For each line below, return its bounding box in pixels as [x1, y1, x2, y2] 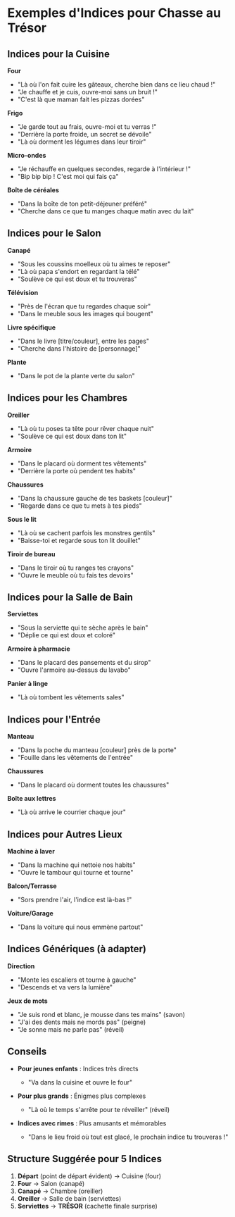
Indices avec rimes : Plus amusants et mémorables [17, 1118, 167, 1128]
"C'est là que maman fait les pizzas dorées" [17, 95, 145, 104]
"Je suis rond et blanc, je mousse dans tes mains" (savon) [17, 1010, 185, 1018]
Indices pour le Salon [7, 227, 101, 239]
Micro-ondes [7, 151, 46, 159]
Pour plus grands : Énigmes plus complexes [17, 1092, 146, 1100]
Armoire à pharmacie [7, 644, 70, 653]
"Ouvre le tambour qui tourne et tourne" [17, 868, 134, 877]
